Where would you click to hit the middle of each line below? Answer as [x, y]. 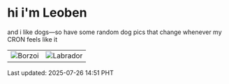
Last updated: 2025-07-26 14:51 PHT [60, 73]
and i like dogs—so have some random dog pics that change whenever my [114, 32]
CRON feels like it [32, 39]
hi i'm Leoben [47, 13]
